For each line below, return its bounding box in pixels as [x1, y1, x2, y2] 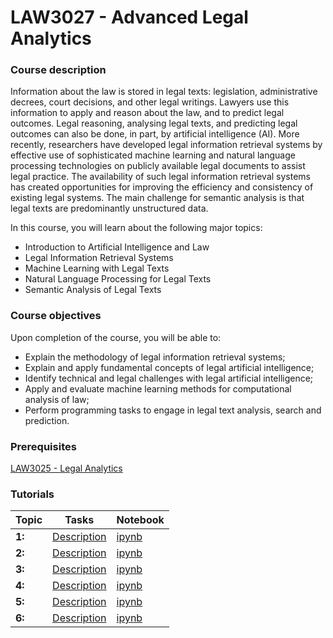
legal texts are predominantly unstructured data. [10, 202, 209, 215]
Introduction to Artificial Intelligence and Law [24, 241, 210, 253]
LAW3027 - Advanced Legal [10, 6, 249, 29]
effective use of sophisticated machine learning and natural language [10, 149, 296, 161]
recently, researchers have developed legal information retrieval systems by [10, 139, 323, 151]
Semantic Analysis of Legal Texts [24, 284, 162, 296]
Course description [10, 63, 107, 77]
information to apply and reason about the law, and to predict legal [10, 107, 285, 119]
